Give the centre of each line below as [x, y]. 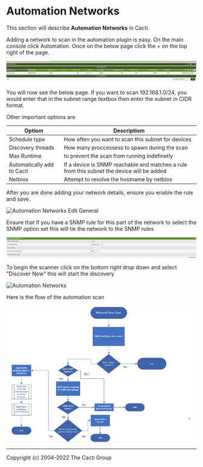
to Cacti [18, 171]
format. [15, 105]
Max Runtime [25, 156]
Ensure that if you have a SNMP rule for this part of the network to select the [101, 222]
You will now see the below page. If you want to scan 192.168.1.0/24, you [97, 92]
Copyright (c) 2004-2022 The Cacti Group [59, 458]
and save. [18, 199]
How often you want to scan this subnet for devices [127, 139]
